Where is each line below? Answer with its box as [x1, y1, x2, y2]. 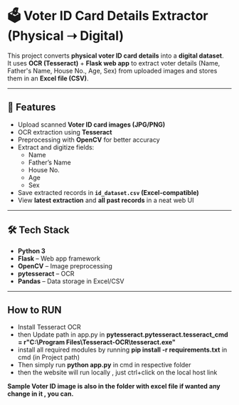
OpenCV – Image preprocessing [17, 261, 112, 270]
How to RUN [7, 304, 62, 316]
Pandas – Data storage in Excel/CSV [17, 277, 124, 285]
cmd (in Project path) [17, 353, 80, 362]
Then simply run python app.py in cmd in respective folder [17, 361, 191, 369]
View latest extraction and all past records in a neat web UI [17, 196, 194, 204]
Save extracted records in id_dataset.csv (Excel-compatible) [17, 188, 199, 196]
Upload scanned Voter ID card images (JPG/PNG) [17, 120, 166, 129]
